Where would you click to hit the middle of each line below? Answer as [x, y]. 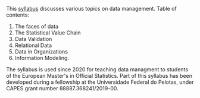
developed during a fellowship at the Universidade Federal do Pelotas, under [100, 82]
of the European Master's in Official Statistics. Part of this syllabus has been [99, 76]
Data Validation [33, 39]
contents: [18, 15]
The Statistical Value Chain [48, 33]
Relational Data [33, 45]
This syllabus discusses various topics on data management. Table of [91, 9]
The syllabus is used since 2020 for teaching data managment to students [97, 69]
